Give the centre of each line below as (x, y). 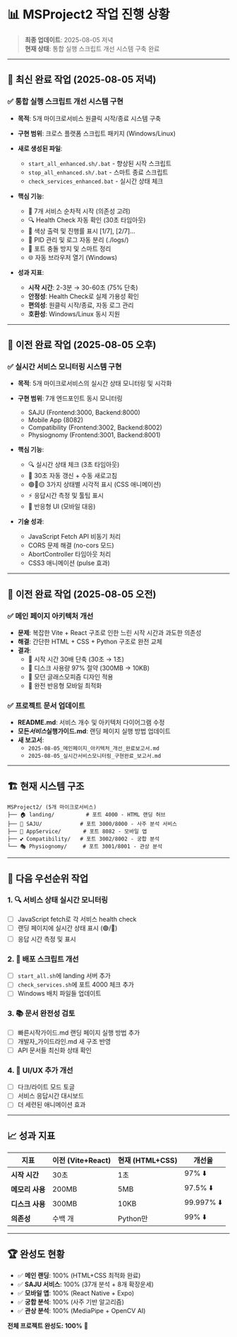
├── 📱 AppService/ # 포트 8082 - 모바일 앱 (77, 832)
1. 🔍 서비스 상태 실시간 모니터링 (57, 900)
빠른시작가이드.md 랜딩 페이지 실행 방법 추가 (79, 1033)
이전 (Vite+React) (81, 1160)
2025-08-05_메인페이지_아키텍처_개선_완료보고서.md (94, 749)
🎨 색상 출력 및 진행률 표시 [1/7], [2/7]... (81, 231)
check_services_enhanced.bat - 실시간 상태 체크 (96, 181)
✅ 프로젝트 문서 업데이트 (46, 706)
